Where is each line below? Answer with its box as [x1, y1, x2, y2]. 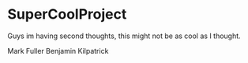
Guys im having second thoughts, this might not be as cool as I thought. [7, 31, 242, 40]
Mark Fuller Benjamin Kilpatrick [7, 46, 109, 55]
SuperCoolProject [7, 5, 127, 23]
